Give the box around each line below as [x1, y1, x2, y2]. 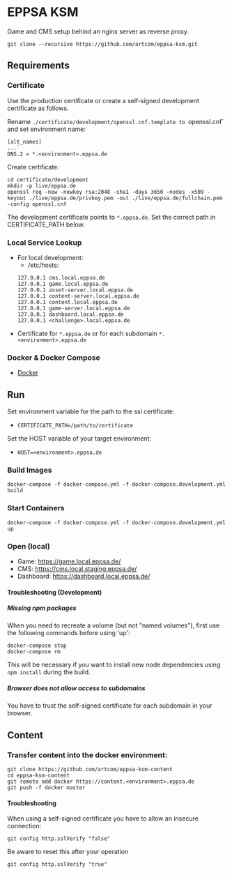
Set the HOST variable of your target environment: [7, 434, 152, 443]
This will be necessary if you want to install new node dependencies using [7, 660, 221, 669]
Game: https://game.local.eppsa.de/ [17, 557, 121, 565]
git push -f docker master [7, 784, 86, 791]
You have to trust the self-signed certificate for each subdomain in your [7, 701, 212, 710]
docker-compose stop [7, 642, 68, 649]
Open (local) [7, 541, 50, 551]
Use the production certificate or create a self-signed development [7, 96, 200, 105]
